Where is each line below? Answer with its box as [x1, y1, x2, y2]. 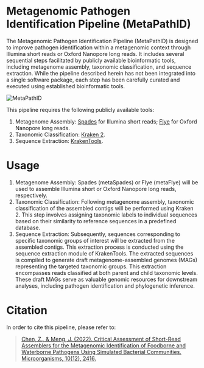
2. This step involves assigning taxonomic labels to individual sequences [15, 211, 198, 218]
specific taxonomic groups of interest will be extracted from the [15, 237, 175, 244]
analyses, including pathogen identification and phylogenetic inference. [15, 282, 195, 290]
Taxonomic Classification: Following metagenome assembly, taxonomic [15, 198, 194, 205]
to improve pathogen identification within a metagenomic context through [6, 44, 191, 51]
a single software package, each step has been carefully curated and [6, 76, 180, 83]
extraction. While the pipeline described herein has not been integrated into [6, 69, 196, 77]
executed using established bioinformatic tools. [6, 82, 125, 89]
